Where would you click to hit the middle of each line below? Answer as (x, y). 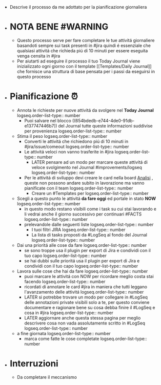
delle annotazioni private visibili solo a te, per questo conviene (87, 302)
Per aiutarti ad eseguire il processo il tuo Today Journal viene (79, 61)
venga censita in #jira (39, 56)
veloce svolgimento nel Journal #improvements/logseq (87, 167)
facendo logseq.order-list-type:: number (65, 281)
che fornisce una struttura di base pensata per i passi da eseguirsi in (86, 71)
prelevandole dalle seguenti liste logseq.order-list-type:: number (89, 224)
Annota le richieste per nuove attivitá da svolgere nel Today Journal (85, 110)
